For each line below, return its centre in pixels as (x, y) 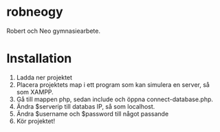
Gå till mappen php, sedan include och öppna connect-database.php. (115, 99)
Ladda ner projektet (44, 77)
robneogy (35, 12)
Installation (39, 58)
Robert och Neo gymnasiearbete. (54, 31)
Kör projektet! (36, 121)
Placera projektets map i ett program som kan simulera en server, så (113, 84)
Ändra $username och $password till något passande (92, 114)
